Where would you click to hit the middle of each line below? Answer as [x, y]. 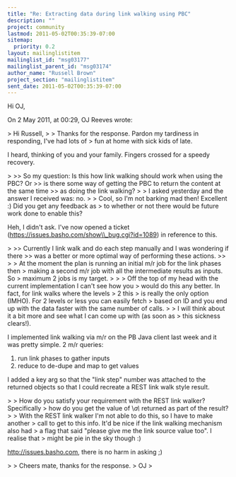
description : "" [31, 20]
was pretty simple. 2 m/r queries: [55, 345]
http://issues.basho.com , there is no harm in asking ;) [85, 452]
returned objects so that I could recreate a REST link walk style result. [108, 387]
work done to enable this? [45, 213]
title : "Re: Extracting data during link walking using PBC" [99, 14]
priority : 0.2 [34, 47]
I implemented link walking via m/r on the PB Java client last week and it [112, 337]
